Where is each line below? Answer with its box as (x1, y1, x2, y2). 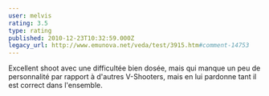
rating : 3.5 (8, 19, 48, 27)
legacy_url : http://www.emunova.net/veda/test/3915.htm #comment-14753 (8, 42, 250, 50)
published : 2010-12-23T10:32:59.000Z (8, 34, 135, 42)
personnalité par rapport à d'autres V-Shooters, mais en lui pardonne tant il (8, 72, 257, 82)
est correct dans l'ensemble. (8, 81, 103, 90)
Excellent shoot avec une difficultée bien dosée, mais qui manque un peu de (8, 63, 261, 73)
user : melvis (8, 11, 52, 20)
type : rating (8, 26, 52, 34)
